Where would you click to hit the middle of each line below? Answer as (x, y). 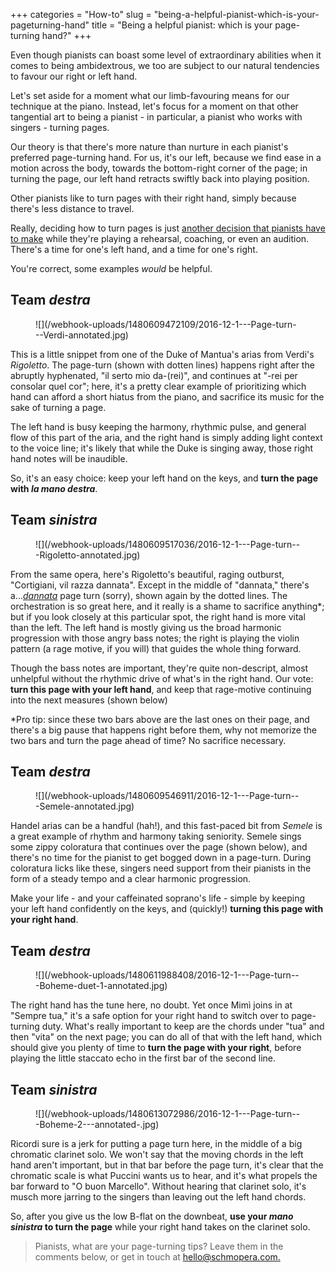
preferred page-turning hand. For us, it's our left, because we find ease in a (166, 157)
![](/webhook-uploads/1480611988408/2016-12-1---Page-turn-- (167, 975)
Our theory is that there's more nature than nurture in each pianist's (149, 147)
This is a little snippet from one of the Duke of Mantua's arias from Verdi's (162, 354)
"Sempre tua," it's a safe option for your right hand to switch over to (150, 1016)
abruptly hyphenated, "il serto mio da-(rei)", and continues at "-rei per (154, 375)
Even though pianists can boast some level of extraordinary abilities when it (166, 55)
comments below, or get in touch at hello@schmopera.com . (157, 1257)
